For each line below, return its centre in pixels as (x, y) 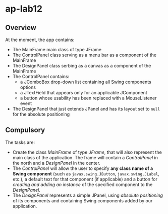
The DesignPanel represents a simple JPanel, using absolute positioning (88, 195)
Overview (21, 28)
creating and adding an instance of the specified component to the (82, 184)
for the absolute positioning (41, 114)
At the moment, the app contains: (40, 40)
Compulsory (25, 130)
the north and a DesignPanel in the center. (57, 163)
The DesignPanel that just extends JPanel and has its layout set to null (86, 109)
